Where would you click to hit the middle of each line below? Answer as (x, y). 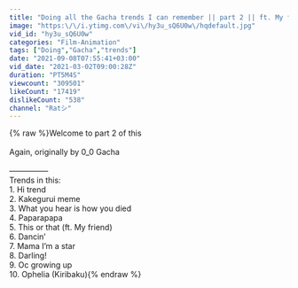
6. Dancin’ (27, 237)
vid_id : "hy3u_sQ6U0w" (51, 34)
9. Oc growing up (41, 265)
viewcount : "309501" (47, 83)
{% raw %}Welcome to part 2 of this (75, 133)
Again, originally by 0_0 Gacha (64, 152)
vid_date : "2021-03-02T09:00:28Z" (73, 67)
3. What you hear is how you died (71, 208)
